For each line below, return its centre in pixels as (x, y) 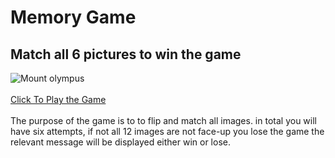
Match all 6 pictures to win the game (126, 54)
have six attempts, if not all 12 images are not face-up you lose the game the (167, 131)
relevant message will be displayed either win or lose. (120, 142)
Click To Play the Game (58, 99)
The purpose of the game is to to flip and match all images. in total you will (163, 120)
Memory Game (73, 17)
